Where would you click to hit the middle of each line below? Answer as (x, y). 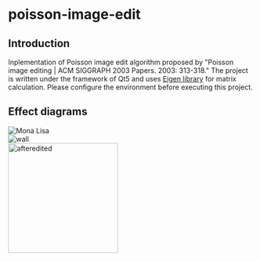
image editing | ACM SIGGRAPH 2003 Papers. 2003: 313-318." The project (128, 71)
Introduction (39, 43)
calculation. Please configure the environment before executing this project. (130, 87)
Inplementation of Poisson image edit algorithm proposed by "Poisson (121, 62)
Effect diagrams (48, 112)
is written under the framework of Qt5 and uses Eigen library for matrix (122, 79)
